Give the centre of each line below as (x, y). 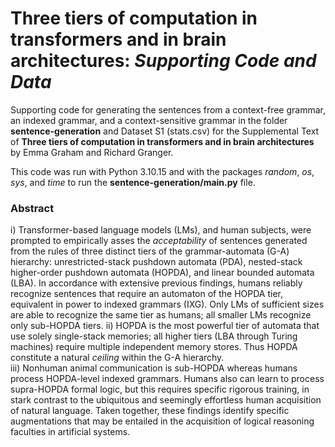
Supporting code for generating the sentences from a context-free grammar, (168, 109)
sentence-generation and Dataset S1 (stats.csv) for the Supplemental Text (165, 131)
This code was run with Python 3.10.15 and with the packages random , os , (162, 171)
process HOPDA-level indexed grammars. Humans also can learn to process (167, 379)
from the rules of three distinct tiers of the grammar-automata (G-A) (150, 251)
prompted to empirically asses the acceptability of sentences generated (159, 241)
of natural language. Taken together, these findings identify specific (150, 411)
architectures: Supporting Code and (163, 61)
